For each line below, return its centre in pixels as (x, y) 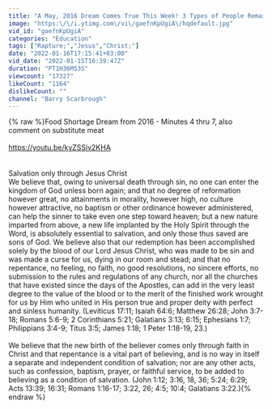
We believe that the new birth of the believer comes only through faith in (129, 346)
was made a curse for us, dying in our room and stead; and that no (119, 259)
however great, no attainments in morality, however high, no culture (121, 199)
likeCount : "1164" (39, 83)
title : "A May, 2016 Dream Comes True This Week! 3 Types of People (126, 16)
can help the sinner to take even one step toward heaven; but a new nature (133, 216)
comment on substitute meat (56, 130)
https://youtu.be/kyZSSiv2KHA (60, 147)
